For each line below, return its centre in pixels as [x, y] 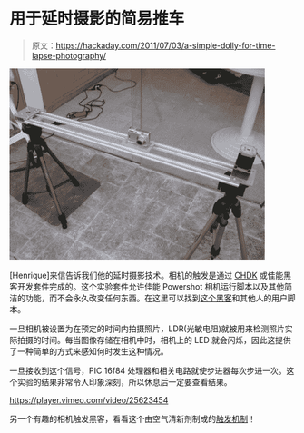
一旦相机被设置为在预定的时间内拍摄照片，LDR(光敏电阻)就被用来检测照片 [147, 329]
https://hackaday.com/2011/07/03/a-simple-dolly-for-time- [166, 45]
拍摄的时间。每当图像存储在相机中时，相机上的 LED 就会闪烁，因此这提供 [154, 340]
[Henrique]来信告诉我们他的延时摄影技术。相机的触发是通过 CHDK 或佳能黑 [151, 275]
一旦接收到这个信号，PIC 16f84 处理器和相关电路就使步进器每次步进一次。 [148, 370]
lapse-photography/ [69, 55]
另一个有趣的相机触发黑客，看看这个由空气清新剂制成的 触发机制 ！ [132, 418]
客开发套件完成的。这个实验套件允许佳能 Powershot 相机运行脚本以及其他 [147, 286]
